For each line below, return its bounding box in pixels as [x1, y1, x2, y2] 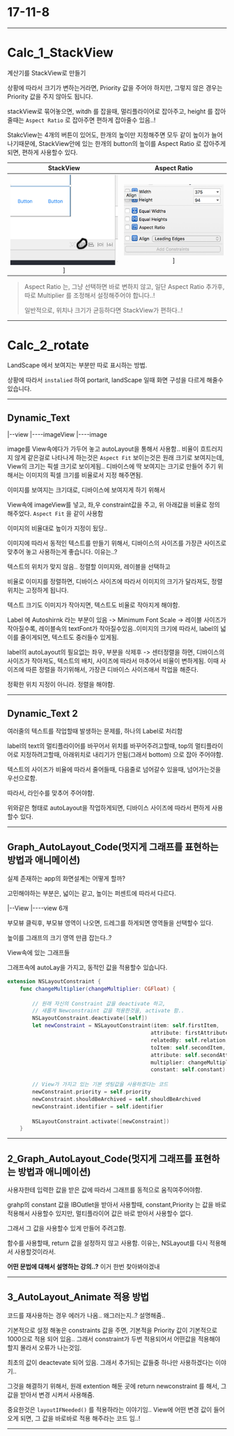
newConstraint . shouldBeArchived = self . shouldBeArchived [32, 1095, 201, 1102]
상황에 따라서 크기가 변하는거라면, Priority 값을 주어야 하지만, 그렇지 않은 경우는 [7, 83, 223, 91]
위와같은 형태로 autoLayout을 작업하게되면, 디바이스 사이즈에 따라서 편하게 [7, 804, 210, 812]
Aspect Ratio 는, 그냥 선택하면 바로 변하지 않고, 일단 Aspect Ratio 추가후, [24, 282, 225, 290]
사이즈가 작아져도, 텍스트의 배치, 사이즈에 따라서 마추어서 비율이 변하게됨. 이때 [7, 657, 219, 665]
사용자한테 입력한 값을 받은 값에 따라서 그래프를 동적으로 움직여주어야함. [7, 1186, 203, 1194]
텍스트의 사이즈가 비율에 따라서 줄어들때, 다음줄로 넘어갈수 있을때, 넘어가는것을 [7, 765, 221, 774]
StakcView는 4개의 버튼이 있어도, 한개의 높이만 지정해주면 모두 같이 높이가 [7, 130, 210, 139]
